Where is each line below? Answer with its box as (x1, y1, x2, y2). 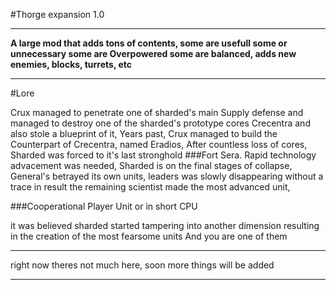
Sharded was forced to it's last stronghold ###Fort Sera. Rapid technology (10, 149, 317, 161)
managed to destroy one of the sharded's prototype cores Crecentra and (10, 117, 311, 129)
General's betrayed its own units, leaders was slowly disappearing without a (10, 170, 324, 182)
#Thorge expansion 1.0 (10, 9, 105, 20)
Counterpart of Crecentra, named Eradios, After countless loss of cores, (10, 139, 308, 150)
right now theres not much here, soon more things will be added (10, 259, 275, 271)
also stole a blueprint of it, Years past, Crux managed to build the (10, 128, 278, 139)
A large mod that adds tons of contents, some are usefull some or (10, 37, 288, 49)
